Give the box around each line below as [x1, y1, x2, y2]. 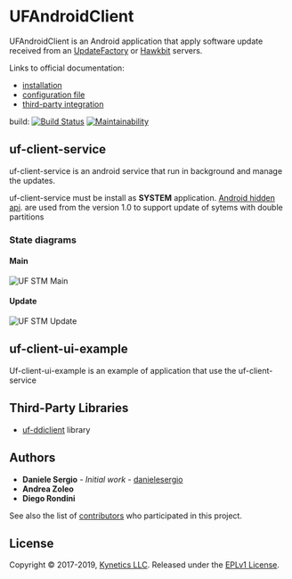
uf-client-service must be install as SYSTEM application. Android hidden [9, 192, 276, 203]
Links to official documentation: [9, 62, 125, 73]
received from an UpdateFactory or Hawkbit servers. [9, 45, 203, 55]
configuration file [21, 89, 85, 100]
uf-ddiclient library [21, 424, 91, 434]
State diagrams [9, 234, 77, 246]
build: [9, 116, 30, 127]
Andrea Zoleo [21, 484, 74, 494]
